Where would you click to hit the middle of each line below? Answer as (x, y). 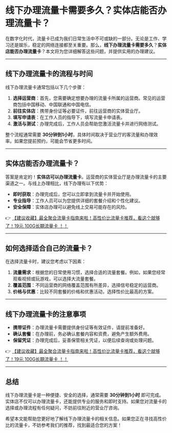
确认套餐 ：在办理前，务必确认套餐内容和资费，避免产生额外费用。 (82, 334)
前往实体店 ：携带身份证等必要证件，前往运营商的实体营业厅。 (78, 111)
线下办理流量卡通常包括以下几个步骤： (46, 87)
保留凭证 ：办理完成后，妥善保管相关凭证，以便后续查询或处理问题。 (84, 340)
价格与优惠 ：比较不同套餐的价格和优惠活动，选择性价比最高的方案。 (84, 292)
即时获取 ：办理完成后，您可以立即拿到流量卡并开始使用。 (73, 194)
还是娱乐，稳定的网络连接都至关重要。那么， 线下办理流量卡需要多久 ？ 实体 (88, 45)
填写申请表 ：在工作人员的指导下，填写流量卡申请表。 (69, 117)
